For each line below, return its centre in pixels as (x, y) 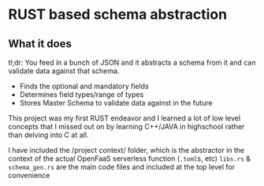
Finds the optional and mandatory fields (84, 86)
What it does (40, 44)
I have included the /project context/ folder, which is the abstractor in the (126, 150)
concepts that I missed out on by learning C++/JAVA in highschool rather (126, 126)
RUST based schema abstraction (117, 15)
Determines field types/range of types (82, 95)
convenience (29, 175)
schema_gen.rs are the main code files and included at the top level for (121, 167)
